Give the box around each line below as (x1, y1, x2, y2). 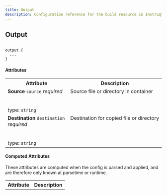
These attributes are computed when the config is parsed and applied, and (5, 164, 159, 170)
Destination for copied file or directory (70, 114, 160, 121)
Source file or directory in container (70, 88, 153, 95)
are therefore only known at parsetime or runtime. (5, 170, 107, 176)
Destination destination (7, 114, 65, 121)
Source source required (7, 88, 63, 95)
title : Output (5, 7, 35, 12)
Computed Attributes (5, 153, 50, 159)
